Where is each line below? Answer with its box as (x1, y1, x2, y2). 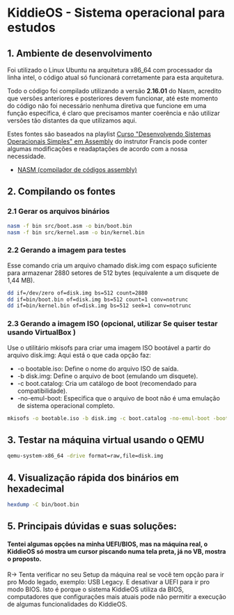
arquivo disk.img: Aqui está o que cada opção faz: (7, 350, 151, 359)
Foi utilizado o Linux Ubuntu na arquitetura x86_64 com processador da (7, 66, 212, 74)
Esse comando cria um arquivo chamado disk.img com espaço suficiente (7, 261, 217, 270)
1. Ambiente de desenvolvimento (7, 47, 153, 59)
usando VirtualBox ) (7, 327, 77, 337)
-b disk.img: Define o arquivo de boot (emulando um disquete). (17, 371, 198, 380)
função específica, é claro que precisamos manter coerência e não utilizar (7, 109, 221, 117)
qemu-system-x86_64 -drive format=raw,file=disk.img (7, 453, 164, 460)
